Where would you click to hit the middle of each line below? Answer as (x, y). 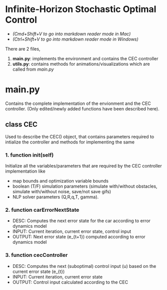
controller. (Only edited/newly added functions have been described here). (82, 108)
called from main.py (33, 69)
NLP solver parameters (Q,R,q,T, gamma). (55, 197)
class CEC (21, 125)
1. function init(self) (30, 155)
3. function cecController (36, 255)
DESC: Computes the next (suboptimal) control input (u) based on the (84, 266)
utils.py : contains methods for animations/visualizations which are (81, 64)
